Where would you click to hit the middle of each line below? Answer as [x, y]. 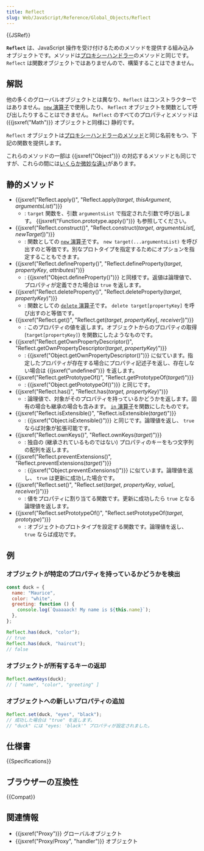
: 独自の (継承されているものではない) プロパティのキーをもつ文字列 [109, 442]
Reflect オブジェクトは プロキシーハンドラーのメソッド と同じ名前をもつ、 [99, 135]
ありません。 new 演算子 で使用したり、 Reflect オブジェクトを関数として [102, 107]
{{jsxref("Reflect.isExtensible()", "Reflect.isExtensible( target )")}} [96, 413]
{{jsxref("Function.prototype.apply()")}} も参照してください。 [113, 221]
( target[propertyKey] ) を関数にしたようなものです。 [90, 335]
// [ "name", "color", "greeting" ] [53, 685]
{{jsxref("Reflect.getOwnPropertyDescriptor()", [74, 342]
